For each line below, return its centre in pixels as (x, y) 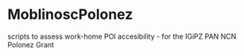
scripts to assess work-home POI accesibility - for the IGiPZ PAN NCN (122, 36)
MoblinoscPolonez (70, 15)
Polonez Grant (31, 44)
